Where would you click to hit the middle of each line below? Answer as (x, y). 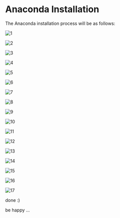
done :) (13, 200)
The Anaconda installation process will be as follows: (60, 23)
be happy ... (18, 210)
